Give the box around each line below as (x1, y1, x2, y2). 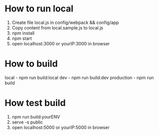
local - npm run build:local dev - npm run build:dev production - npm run (4, 74, 154, 80)
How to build (4, 58, 58, 70)
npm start (11, 35, 32, 41)
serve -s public (11, 119, 43, 125)
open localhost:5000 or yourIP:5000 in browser (11, 124, 110, 130)
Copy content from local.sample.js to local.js (11, 24, 103, 30)
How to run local (4, 3, 74, 14)
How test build (4, 98, 66, 109)
